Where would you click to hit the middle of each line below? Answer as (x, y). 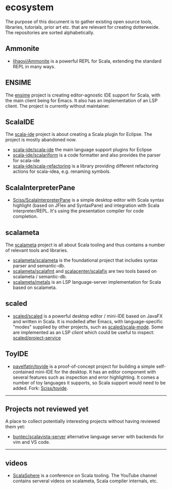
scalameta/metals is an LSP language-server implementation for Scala (87, 282)
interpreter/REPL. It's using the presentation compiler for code (78, 211)
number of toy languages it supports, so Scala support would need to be (89, 383)
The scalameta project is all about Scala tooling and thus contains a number (85, 245)
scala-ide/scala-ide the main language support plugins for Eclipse (82, 150)
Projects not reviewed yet (47, 409)
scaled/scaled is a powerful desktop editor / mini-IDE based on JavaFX (88, 316)
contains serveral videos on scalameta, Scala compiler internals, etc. (85, 481)
